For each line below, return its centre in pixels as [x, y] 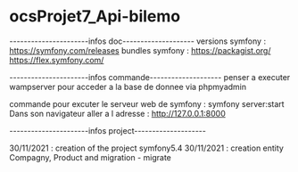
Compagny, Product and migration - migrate [91, 157]
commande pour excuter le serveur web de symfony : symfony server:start [147, 103]
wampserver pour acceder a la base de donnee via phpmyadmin [128, 86]
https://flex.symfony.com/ [57, 60]
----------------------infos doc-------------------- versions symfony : [137, 41]
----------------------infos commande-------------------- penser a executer [150, 77]
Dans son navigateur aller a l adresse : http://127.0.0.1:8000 [117, 113]
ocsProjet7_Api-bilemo [95, 16]
